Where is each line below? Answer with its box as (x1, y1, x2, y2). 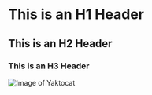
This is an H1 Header (8, 5, 144, 24)
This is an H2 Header (8, 37, 113, 50)
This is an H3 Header (8, 60, 90, 71)
